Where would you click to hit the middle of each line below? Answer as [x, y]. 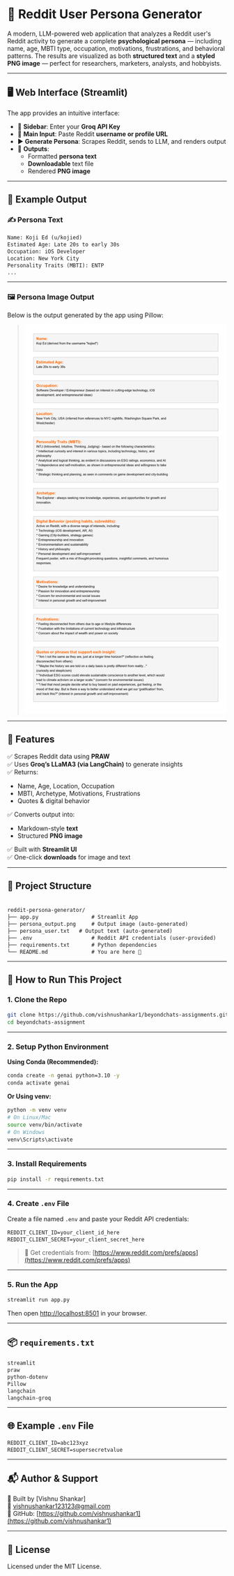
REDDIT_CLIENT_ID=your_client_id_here [63, 1232]
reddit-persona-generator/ [46, 910]
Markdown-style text [48, 828]
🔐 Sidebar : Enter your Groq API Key [69, 126]
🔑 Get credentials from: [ [60, 1252]
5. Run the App [33, 1284]
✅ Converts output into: [41, 814]
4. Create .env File [38, 1204]
